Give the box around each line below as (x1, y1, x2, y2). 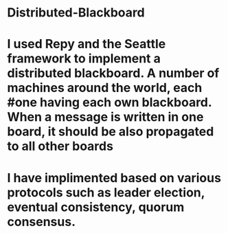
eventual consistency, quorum (7, 199, 185, 214)
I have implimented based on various (7, 170, 222, 186)
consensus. (7, 214, 76, 230)
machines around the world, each (7, 80, 203, 96)
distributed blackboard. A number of (7, 65, 220, 81)
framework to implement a (7, 51, 161, 67)
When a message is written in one (7, 109, 204, 125)
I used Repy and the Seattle (7, 36, 166, 52)
